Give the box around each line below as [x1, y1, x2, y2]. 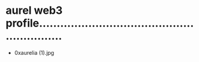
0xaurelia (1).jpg [14, 49, 55, 56]
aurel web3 [5, 4, 63, 17]
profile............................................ [5, 16, 194, 30]
